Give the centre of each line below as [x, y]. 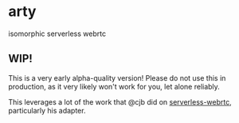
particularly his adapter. [47, 110]
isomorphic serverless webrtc [57, 34]
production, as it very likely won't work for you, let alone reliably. [114, 86]
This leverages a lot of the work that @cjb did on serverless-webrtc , [120, 101]
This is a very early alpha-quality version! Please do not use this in [117, 77]
